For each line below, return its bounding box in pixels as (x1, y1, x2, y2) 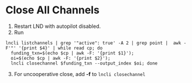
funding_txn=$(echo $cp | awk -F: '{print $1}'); (11, 50, 134, 56)
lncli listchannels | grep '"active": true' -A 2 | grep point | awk (5, 40, 181, 46)
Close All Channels (5, 3, 100, 17)
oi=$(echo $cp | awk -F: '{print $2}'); (11, 55, 111, 61)
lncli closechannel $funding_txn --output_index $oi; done (11, 60, 158, 66)
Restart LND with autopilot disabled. (13, 23, 101, 30)
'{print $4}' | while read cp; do (18, 45, 103, 51)
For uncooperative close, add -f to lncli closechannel (13, 70, 146, 77)
